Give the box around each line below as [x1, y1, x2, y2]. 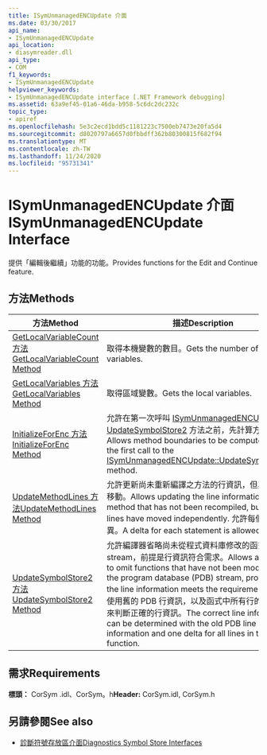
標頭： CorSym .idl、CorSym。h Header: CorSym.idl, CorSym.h [8, 689, 215, 699]
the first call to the [106, 445, 175, 456]
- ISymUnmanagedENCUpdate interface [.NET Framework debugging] [8, 93, 226, 101]
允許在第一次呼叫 [106, 412, 171, 423]
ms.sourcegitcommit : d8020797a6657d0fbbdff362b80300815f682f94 [8, 130, 222, 138]
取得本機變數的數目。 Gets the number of [106, 343, 259, 354]
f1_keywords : [8, 71, 52, 79]
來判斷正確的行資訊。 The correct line [106, 607, 246, 618]
